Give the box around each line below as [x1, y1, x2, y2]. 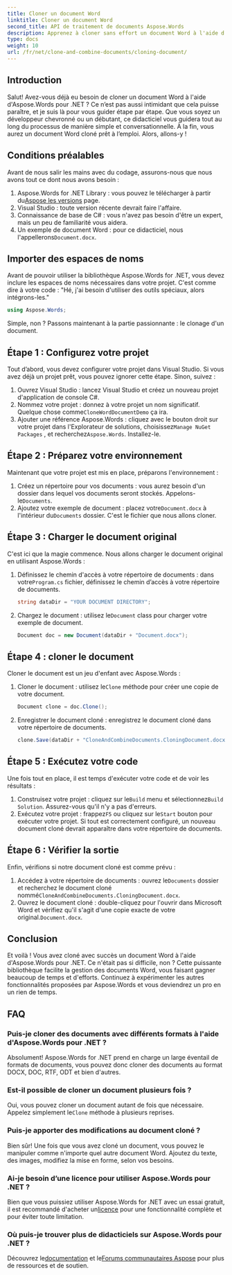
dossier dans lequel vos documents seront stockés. [17, 489, 165, 497]
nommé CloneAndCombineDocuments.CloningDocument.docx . [17, 891, 181, 899]
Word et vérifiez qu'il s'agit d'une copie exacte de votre [17, 905, 176, 914]
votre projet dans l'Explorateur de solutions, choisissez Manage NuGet [17, 423, 211, 431]
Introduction [7, 74, 62, 87]
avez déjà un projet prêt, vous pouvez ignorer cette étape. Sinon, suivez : [7, 372, 216, 381]
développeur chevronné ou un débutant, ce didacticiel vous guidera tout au [7, 115, 222, 123]
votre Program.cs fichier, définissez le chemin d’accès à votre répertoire [17, 577, 220, 586]
